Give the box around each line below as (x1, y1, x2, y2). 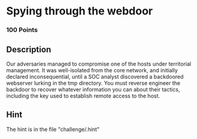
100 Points (6, 26, 38, 34)
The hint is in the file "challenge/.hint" (6, 125, 100, 133)
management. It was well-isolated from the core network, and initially (6, 66, 178, 73)
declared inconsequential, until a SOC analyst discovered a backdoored (6, 73, 184, 80)
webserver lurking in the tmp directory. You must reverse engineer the (6, 79, 181, 87)
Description (6, 44, 51, 55)
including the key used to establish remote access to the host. (6, 92, 160, 99)
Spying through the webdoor (6, 4, 153, 18)
